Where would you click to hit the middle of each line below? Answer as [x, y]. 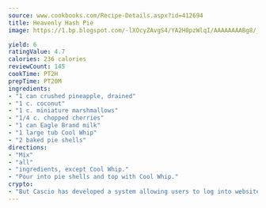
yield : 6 [23, 44]
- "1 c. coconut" [37, 104]
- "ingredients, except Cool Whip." [68, 170]
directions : [28, 147]
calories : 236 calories [47, 59]
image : [19, 30]
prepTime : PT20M [35, 81]
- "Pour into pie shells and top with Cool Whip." [93, 177]
